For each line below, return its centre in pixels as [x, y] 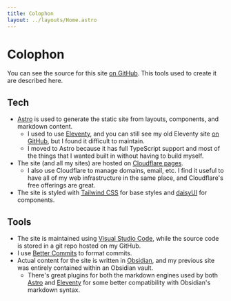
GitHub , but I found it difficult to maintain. [86, 141]
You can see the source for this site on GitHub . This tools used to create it [112, 73]
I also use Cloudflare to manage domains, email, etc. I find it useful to [125, 171]
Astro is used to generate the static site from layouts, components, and [118, 119]
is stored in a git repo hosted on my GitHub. [79, 246]
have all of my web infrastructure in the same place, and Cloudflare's [125, 178]
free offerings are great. [61, 185]
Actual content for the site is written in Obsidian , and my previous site [116, 261]
